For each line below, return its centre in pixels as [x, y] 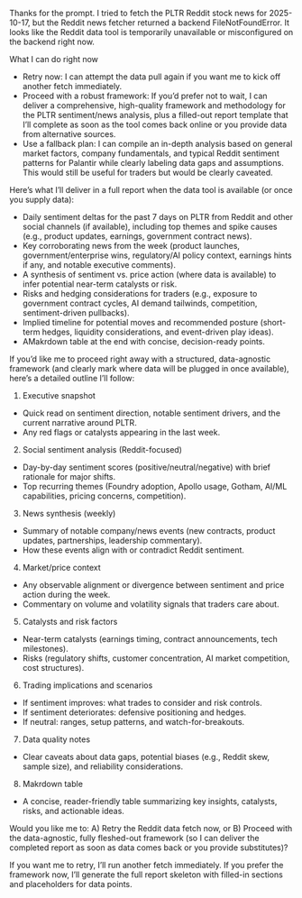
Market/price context [61, 568]
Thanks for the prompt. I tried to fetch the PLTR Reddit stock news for [138, 13]
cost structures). [53, 668]
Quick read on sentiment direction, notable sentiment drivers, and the [151, 413]
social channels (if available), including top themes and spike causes [150, 226]
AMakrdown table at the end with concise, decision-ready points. [144, 341]
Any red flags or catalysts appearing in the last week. [121, 432]
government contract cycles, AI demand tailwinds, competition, [140, 303]
